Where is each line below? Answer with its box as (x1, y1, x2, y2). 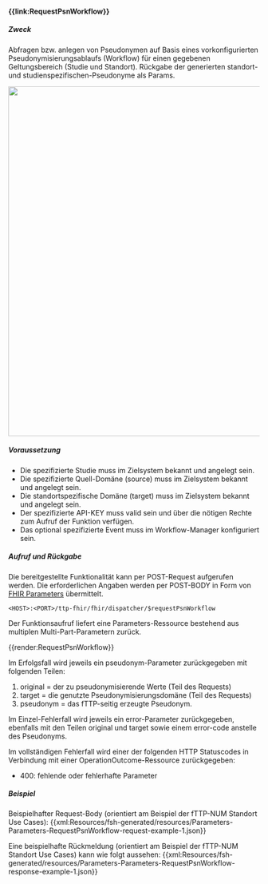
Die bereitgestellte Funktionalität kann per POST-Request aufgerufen (8, 571, 234, 581)
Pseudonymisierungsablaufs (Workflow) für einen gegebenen (8, 53, 211, 63)
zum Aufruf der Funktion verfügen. (19, 516, 135, 526)
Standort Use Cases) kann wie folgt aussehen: (8, 850, 161, 859)
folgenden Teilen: (8, 666, 65, 675)
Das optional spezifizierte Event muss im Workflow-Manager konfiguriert (19, 524, 259, 535)
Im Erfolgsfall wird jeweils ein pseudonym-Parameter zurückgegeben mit (8, 658, 247, 667)
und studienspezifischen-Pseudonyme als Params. (8, 70, 175, 80)
